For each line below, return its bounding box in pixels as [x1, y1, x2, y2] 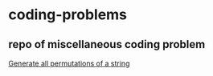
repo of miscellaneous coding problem [8, 38, 206, 51]
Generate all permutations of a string [8, 58, 130, 68]
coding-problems [8, 6, 127, 24]
